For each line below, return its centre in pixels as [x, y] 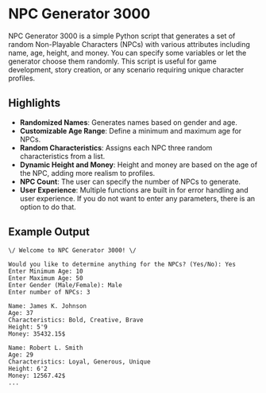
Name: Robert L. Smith [46, 348]
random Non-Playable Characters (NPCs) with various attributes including [129, 44]
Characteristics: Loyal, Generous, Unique [79, 362]
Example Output [49, 232]
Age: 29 [21, 355]
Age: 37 [21, 313]
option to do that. [48, 207]
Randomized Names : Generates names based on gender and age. [129, 122]
